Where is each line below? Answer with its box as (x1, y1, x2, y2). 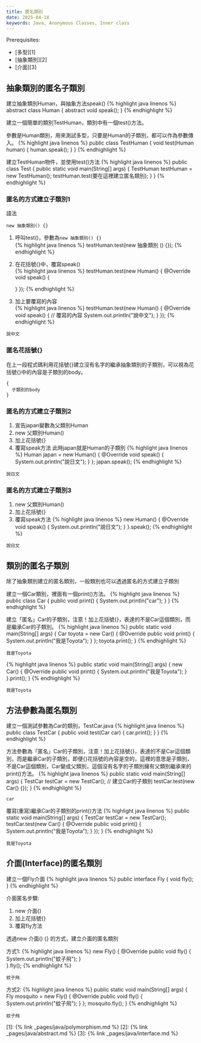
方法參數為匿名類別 (6, 705, 77, 715)
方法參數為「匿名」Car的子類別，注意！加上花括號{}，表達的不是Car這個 (6, 747, 185, 755)
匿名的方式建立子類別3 (6, 486, 72, 495)
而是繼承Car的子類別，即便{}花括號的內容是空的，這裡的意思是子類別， (16, 755, 193, 762)
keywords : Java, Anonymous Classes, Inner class (6, 20, 130, 26)
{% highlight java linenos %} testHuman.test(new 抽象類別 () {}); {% (14, 242, 182, 249)
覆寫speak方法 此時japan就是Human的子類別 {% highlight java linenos (14, 444, 188, 451)
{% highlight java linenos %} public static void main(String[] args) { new (6, 661, 183, 668)
